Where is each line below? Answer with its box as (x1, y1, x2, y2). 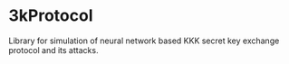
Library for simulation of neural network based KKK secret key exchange (8, 35, 280, 46)
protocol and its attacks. (8, 44, 99, 55)
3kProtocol (8, 5, 93, 26)
